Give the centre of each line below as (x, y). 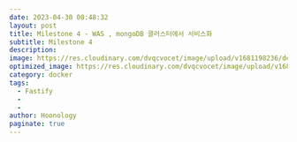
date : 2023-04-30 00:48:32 (59, 17)
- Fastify (35, 91)
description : (33, 50)
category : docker (41, 75)
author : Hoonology (43, 116)
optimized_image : (41, 67)
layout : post (33, 26)
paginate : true (37, 124)
